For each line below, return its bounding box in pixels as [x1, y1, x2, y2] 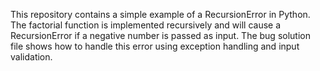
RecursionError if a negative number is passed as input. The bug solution [10, 30, 311, 41]
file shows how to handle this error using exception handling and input [10, 40, 300, 52]
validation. [10, 51, 53, 63]
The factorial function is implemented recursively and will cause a [10, 19, 282, 31]
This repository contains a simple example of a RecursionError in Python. [10, 9, 311, 20]
